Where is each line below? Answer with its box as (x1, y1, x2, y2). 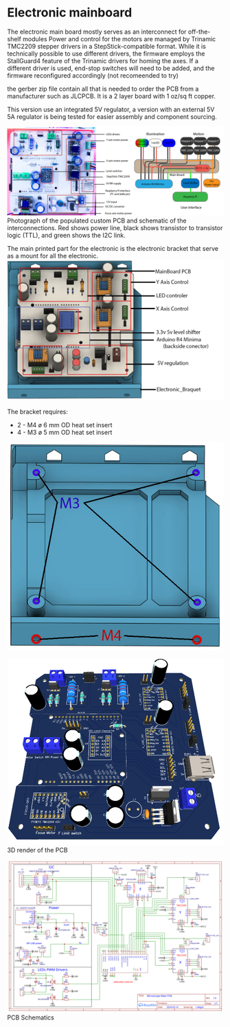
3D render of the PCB (7, 846, 68, 854)
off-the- (187, 27, 211, 36)
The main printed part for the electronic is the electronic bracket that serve (7, 244, 218, 252)
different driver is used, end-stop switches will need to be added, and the (7, 64, 215, 72)
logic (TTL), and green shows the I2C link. (7, 231, 126, 239)
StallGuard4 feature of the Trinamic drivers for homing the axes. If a (7, 56, 199, 65)
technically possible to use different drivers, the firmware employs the (7, 49, 205, 58)
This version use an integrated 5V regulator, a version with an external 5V (7, 105, 215, 113)
